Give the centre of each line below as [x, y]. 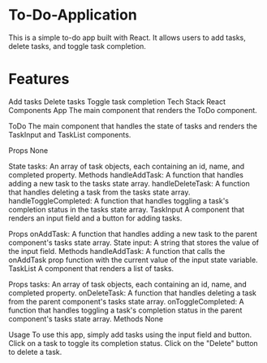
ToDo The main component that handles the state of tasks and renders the [133, 126]
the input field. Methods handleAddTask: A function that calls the [117, 251]
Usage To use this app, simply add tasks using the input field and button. [130, 335]
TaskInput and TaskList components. [70, 134]
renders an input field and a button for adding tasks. [95, 218]
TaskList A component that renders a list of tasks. [91, 268]
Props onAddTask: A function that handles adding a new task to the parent [133, 234]
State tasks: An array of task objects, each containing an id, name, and [127, 166]
